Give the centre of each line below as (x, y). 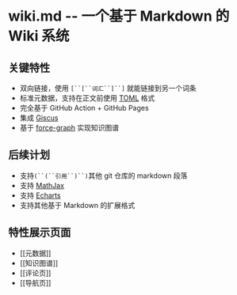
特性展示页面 (40, 233)
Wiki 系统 (39, 36)
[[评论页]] (35, 273)
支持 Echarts (40, 195)
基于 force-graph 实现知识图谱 (69, 128)
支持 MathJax (42, 185)
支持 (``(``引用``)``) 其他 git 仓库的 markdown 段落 (103, 176)
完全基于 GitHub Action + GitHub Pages (84, 108)
